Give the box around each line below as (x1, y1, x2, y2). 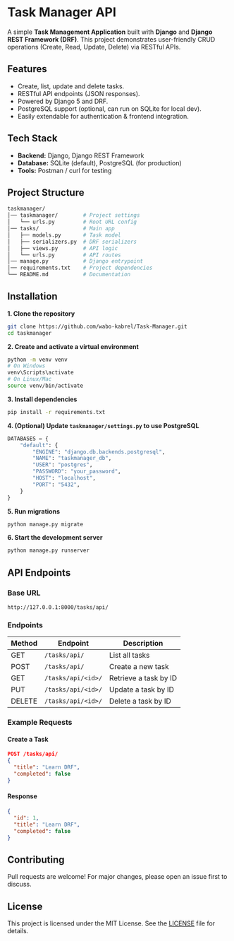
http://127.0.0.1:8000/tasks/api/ (7, 604, 109, 611)
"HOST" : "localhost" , (32, 475, 97, 482)
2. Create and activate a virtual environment (7, 342, 139, 350)
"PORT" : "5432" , (32, 481, 80, 488)
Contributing (7, 853, 65, 865)
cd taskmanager (7, 329, 52, 336)
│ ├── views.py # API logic (7, 244, 118, 251)
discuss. (7, 880, 32, 889)
